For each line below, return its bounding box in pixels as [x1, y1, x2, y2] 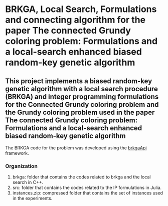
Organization [5, 162, 38, 169]
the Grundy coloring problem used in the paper [5, 108, 155, 116]
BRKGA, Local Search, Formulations [5, 4, 157, 15]
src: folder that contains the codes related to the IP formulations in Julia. [12, 184, 162, 191]
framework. [5, 150, 29, 156]
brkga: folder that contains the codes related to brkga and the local [12, 174, 151, 180]
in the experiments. [12, 195, 53, 201]
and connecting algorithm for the [5, 14, 146, 26]
